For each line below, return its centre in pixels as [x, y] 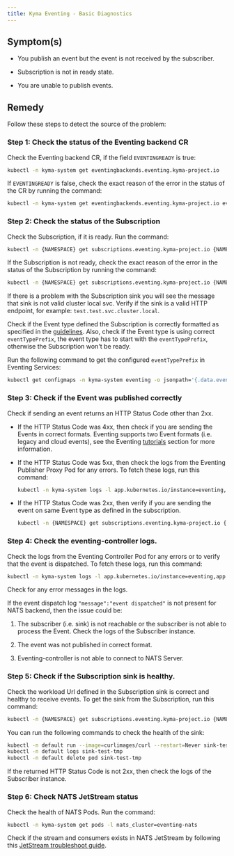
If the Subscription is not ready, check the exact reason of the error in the [112, 262]
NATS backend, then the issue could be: [65, 610]
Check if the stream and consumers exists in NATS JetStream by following [114, 838]
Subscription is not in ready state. [65, 72]
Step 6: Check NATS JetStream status [73, 797]
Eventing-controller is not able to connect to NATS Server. [101, 658]
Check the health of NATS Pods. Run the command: [81, 812]
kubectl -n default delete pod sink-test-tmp [74, 758]
